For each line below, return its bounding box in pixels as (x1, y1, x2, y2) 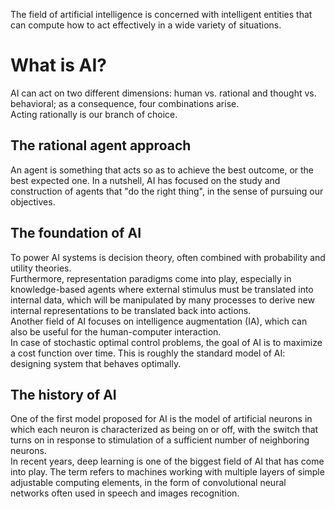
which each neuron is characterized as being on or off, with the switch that (10, 424, 319, 436)
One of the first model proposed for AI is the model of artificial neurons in (10, 413, 313, 425)
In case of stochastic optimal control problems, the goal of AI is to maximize (10, 336, 323, 348)
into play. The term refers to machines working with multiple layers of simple (10, 466, 325, 478)
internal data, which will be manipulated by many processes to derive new (10, 294, 315, 306)
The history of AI (10, 386, 117, 403)
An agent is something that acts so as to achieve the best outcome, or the (10, 164, 315, 176)
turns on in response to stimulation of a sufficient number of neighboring (10, 434, 310, 446)
